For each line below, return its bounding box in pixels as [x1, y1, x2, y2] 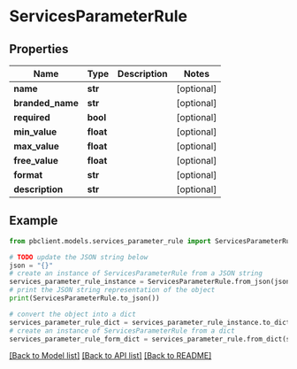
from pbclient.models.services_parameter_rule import [9, 236, 212, 245]
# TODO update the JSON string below [9, 252, 148, 262]
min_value [13, 126, 57, 138]
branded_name [13, 97, 80, 109]
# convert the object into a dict [9, 310, 137, 319]
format [13, 169, 43, 181]
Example [9, 213, 58, 228]
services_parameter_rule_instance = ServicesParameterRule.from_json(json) [9, 277, 294, 287]
